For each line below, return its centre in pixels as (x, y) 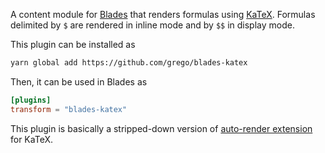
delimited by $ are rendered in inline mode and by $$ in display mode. (152, 25)
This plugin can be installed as (73, 44)
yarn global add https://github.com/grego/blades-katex (129, 63)
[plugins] (31, 100)
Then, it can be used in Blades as (79, 81)
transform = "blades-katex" (69, 109)
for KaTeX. (31, 139)
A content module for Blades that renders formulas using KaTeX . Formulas (163, 14)
